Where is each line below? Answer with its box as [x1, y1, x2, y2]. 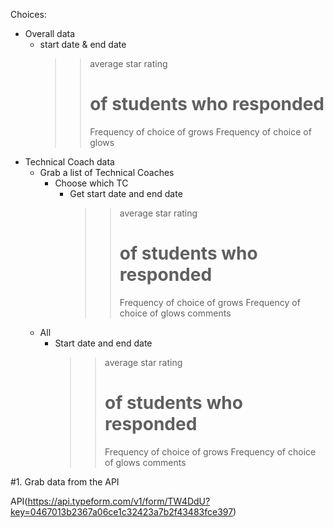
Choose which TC [54, 177, 129, 189]
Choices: [10, 9, 47, 20]
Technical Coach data [24, 155, 115, 168]
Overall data [24, 28, 76, 39]
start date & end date [39, 39, 127, 50]
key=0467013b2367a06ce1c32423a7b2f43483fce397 [10, 505, 234, 518]
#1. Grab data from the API [10, 475, 120, 488]
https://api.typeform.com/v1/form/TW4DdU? [27, 495, 211, 507]
